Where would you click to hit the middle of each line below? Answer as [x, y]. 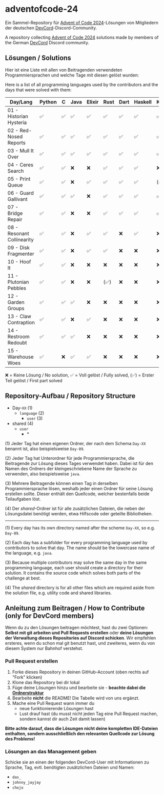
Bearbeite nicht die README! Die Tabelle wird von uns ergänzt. [76, 698]
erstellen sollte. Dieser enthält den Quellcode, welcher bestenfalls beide [77, 494]
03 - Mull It [21, 151]
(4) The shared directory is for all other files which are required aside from [80, 587]
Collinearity [21, 239]
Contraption [21, 322]
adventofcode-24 [41, 9]
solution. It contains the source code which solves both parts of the [73, 573]
